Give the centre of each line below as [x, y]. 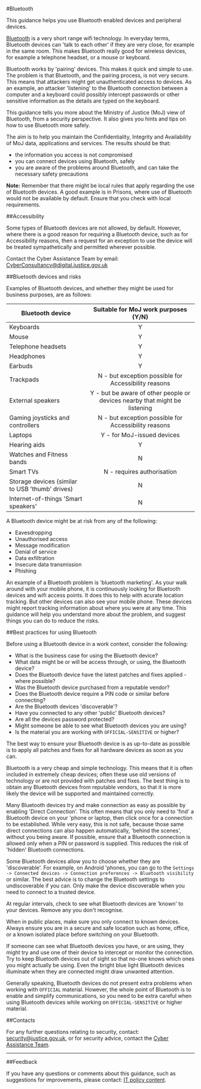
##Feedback [22, 1062]
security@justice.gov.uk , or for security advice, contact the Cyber [87, 1038]
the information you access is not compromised [74, 155]
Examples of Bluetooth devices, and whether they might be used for [90, 288]
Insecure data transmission [48, 564]
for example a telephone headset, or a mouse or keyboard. [78, 57]
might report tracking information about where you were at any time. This [96, 608]
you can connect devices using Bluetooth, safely [75, 161]
